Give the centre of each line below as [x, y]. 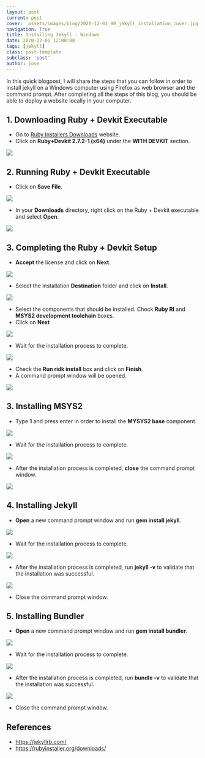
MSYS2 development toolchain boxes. [65, 315]
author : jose [23, 63]
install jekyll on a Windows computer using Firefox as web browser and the [101, 87]
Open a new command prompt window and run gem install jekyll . [98, 520]
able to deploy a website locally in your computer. [69, 100]
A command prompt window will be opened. [71, 375]
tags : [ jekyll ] [26, 47]
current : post [24, 18]
